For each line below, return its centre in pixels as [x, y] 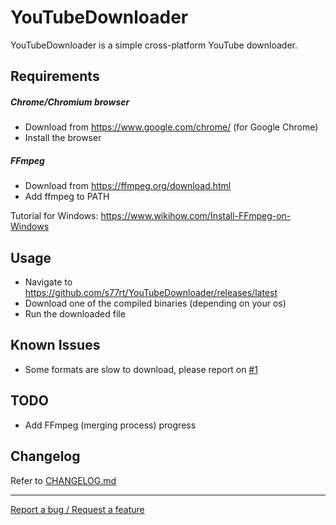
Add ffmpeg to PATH [67, 197]
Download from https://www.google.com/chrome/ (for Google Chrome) [171, 127]
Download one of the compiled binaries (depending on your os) [155, 303]
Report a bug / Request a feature [77, 509]
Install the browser [63, 138]
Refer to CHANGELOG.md [63, 480]
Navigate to [48, 282]
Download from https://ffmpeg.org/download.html [128, 186]
